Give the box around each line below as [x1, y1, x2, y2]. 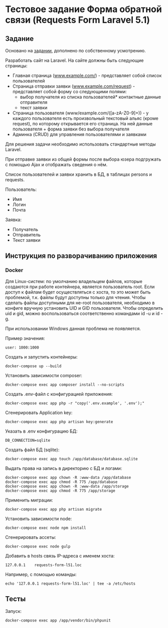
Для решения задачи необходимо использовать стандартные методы [5, 141, 156, 147]
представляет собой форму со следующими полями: [12, 89, 127, 94]
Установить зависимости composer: [5, 372, 83, 378]
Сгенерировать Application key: [5, 409, 73, 415]
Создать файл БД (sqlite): [5, 447, 60, 453]
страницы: [5, 63, 28, 68]
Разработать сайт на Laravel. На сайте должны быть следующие [5, 57, 144, 63]
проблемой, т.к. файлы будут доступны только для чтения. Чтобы [5, 294, 146, 300]
